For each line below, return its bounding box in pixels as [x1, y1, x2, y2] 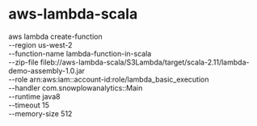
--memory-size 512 [8, 108, 73, 118]
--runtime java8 [8, 91, 61, 101]
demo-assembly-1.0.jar [8, 65, 86, 75]
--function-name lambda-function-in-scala [8, 48, 152, 58]
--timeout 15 [8, 100, 50, 110]
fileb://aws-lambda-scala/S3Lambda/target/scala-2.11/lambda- [40, 57, 250, 67]
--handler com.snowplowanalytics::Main [8, 82, 143, 93]
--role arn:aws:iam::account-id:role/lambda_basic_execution [8, 74, 209, 84]
